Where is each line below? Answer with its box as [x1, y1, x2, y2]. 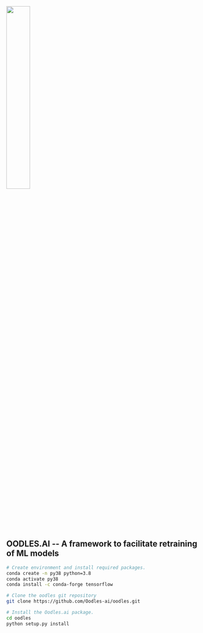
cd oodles [6, 615, 32, 621]
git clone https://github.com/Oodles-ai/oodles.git [6, 598, 140, 605]
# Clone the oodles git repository [6, 593, 97, 599]
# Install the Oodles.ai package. [6, 609, 94, 616]
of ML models [6, 548, 59, 559]
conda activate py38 [6, 576, 59, 582]
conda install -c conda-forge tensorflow [6, 582, 113, 588]
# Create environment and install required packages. [6, 565, 146, 571]
